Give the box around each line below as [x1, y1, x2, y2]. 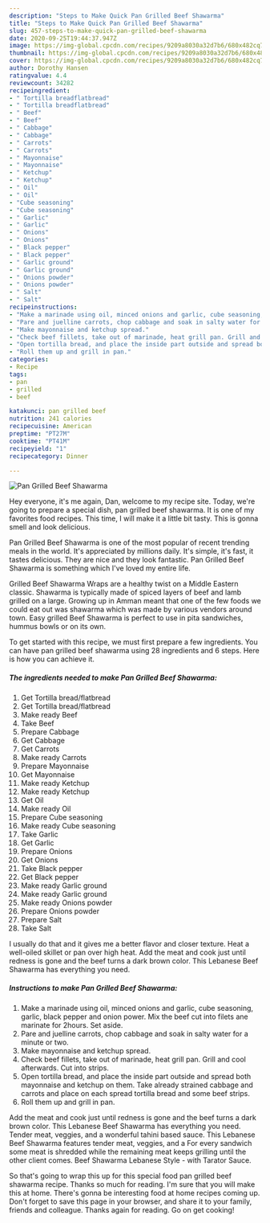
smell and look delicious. [9, 522, 91, 532]
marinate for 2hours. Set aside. [20, 1021, 123, 1030]
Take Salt [20, 923, 52, 933]
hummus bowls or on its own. [9, 622, 107, 632]
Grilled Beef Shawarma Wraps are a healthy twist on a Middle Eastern [9, 579, 239, 589]
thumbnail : [9, 49, 46, 57]
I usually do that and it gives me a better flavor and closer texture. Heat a [9, 939, 249, 949]
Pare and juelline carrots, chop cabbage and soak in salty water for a [20, 1029, 248, 1039]
